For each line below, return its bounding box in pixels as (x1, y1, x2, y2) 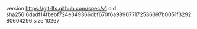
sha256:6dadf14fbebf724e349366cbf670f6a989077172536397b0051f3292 (6, 11, 192, 18)
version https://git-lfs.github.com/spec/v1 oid (6, 5, 117, 12)
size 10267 (33, 17, 60, 24)
